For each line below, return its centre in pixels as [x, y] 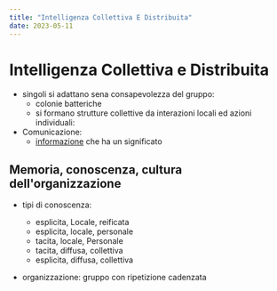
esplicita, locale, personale [84, 231]
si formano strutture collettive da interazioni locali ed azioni [143, 113]
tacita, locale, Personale [79, 241]
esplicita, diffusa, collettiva [84, 260]
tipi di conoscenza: [57, 205]
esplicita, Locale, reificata [82, 222]
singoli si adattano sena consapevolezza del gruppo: [118, 94]
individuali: [55, 123]
